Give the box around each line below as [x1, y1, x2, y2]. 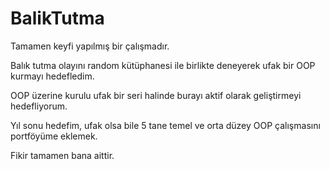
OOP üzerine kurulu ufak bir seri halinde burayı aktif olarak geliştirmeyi [10, 89, 302, 101]
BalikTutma [10, 7, 105, 30]
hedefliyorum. [10, 100, 68, 112]
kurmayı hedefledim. [10, 70, 95, 82]
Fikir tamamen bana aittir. [10, 149, 115, 161]
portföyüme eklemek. [10, 130, 98, 142]
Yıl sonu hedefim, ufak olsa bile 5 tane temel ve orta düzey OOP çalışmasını [10, 119, 321, 131]
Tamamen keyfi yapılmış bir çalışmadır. [10, 40, 170, 52]
